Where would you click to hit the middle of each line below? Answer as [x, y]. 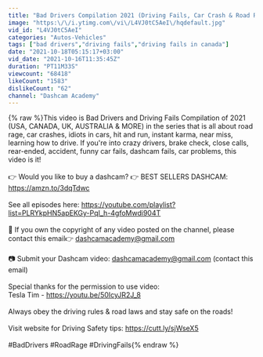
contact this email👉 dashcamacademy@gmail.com [91, 239]
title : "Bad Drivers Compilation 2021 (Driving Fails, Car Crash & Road [129, 15]
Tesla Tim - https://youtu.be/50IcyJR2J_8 [75, 295]
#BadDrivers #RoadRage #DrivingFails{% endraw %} [94, 345]
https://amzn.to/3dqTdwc [49, 188]
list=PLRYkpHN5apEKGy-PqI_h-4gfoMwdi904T [85, 213]
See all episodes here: [44, 205]
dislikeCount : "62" [40, 88]
